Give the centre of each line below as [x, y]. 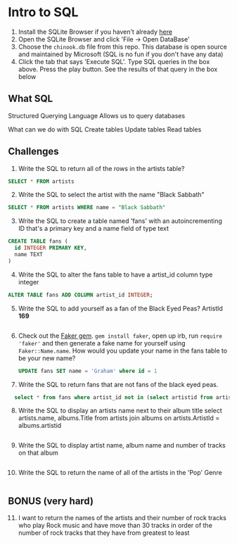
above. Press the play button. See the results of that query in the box [118, 69]
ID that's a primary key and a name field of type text [94, 229]
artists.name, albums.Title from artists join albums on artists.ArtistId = [119, 418]
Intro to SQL [43, 12]
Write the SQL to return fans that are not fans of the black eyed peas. [118, 384]
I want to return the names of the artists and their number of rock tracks [122, 518]
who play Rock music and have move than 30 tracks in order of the [115, 526]
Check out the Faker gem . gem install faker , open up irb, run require [120, 336]
